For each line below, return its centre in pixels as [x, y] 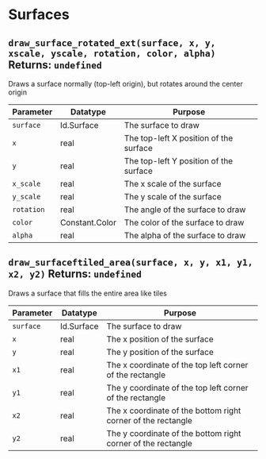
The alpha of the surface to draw [185, 235]
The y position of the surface [160, 352]
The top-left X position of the [179, 138]
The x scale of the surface [173, 184]
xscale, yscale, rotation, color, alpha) [112, 53]
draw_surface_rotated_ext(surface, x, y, [112, 43]
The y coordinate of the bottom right [174, 433]
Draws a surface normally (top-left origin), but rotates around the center [125, 84]
